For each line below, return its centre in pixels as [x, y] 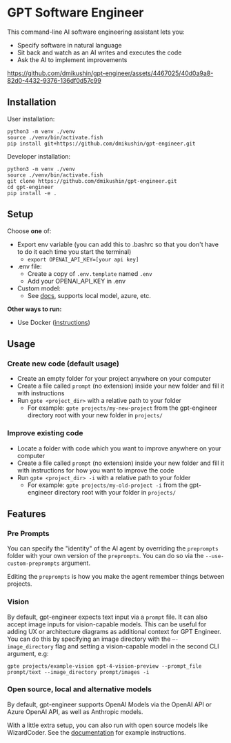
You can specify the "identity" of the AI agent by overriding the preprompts [113, 548]
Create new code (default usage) [63, 364]
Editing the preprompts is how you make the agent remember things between [116, 577]
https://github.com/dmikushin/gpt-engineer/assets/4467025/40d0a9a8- [110, 73]
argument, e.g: [28, 653]
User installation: [31, 119]
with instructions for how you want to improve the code [96, 470]
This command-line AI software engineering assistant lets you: [96, 32]
